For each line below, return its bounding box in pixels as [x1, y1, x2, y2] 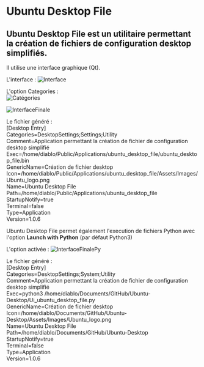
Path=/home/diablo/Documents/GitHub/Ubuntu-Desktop [6, 329, 148, 336]
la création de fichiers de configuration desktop [6, 38, 191, 48]
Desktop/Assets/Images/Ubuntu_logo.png [6, 316, 112, 323]
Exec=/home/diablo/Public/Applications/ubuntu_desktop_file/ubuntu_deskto [6, 150, 197, 157]
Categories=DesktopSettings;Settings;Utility [6, 131, 118, 138]
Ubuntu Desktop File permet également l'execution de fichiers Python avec [6, 228, 195, 234]
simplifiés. [6, 48, 48, 58]
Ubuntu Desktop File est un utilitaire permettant [6, 29, 191, 39]
